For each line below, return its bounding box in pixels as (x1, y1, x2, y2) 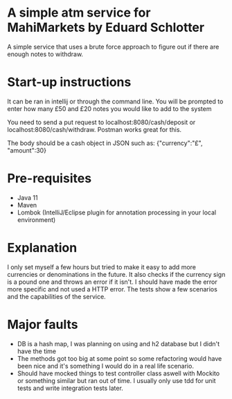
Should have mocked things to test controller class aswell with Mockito (17, 369, 220, 377)
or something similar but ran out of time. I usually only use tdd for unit (17, 376, 216, 384)
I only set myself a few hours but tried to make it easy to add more (7, 262, 196, 271)
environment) (17, 215, 56, 223)
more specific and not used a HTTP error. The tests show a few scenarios (7, 285, 218, 293)
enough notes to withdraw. (7, 50, 84, 58)
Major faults (7, 316, 78, 332)
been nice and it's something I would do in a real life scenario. (17, 362, 194, 370)
